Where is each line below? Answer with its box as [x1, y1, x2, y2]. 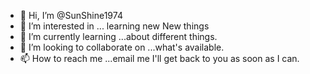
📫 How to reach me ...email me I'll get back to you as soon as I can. [19, 53, 300, 64]
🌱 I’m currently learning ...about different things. [19, 31, 218, 42]
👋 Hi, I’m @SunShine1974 [19, 10, 123, 21]
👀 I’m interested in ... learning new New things [19, 20, 210, 32]
